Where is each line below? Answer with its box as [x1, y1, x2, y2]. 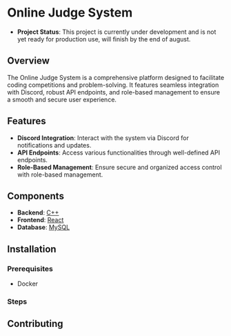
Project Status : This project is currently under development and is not [17, 28, 217, 36]
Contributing [7, 318, 63, 330]
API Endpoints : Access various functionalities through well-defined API [17, 148, 221, 157]
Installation [7, 243, 57, 255]
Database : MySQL [17, 223, 70, 232]
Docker [17, 279, 39, 288]
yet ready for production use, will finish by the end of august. [17, 34, 191, 43]
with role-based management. [17, 170, 103, 179]
